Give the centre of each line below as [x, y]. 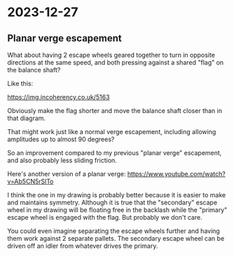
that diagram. [27, 118]
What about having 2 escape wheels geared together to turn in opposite [111, 55]
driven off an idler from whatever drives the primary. [83, 246]
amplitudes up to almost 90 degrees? [61, 139]
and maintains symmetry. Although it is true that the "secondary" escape [112, 202]
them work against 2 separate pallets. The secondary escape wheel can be [116, 238]
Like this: [20, 84]
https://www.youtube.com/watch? [176, 174]
